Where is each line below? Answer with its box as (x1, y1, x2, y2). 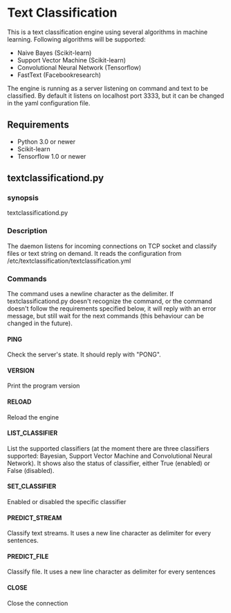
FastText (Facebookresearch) (17, 71, 102, 79)
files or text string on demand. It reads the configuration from (7, 249, 182, 257)
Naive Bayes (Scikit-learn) (17, 49, 92, 57)
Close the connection (7, 598, 68, 607)
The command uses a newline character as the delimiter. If (7, 290, 174, 298)
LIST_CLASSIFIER (7, 429, 58, 438)
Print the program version (7, 381, 80, 390)
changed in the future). (7, 319, 73, 327)
